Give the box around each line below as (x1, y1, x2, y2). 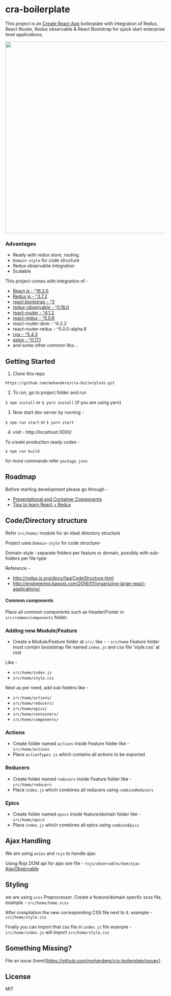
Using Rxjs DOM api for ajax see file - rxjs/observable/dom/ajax (5, 860, 140, 866)
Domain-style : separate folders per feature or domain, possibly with (5, 549, 149, 555)
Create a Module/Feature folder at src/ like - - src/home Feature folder (12, 639, 160, 645)
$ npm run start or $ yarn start (5, 419, 74, 425)
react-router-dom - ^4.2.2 (12, 320, 67, 327)
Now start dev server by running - (12, 409, 84, 415)
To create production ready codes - (5, 439, 80, 445)
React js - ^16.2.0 (12, 288, 49, 294)
